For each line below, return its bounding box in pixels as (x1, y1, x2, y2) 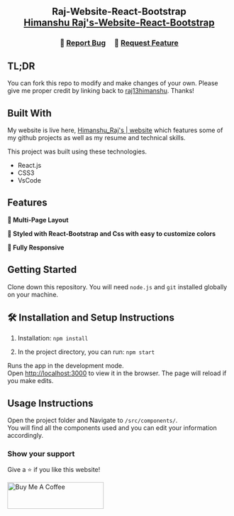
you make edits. (7, 377, 54, 385)
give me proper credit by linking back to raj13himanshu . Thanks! (7, 87, 195, 95)
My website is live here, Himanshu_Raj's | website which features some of (7, 126, 223, 134)
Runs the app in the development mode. (7, 362, 124, 370)
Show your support (7, 449, 75, 459)
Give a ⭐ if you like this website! (7, 466, 101, 474)
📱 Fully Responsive (7, 243, 65, 252)
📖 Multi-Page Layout (7, 215, 69, 224)
